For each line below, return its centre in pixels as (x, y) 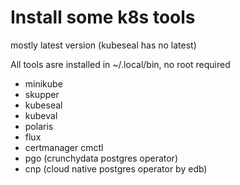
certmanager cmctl (64, 147)
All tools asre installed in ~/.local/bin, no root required (120, 64)
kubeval (41, 115)
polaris (39, 126)
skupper (42, 94)
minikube (43, 83)
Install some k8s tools (103, 17)
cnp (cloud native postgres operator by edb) (116, 168)
